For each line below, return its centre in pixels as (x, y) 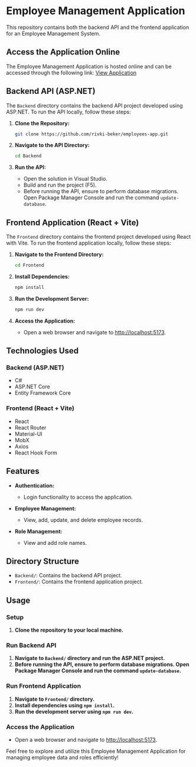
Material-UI (28, 434)
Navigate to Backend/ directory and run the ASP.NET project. (90, 658)
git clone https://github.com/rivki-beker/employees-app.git (92, 134)
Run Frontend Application (44, 686)
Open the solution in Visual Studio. (65, 179)
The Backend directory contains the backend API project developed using (94, 105)
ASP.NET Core (32, 387)
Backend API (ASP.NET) (51, 91)
